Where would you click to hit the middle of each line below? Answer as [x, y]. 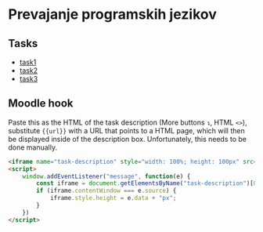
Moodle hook [41, 103]
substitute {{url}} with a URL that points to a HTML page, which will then [126, 130]
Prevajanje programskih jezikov [113, 14]
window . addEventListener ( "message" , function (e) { [106, 176]
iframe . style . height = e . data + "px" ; [113, 198]
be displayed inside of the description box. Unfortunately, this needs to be [128, 139]
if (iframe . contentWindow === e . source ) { [106, 191]
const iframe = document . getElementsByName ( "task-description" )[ [145, 183]
